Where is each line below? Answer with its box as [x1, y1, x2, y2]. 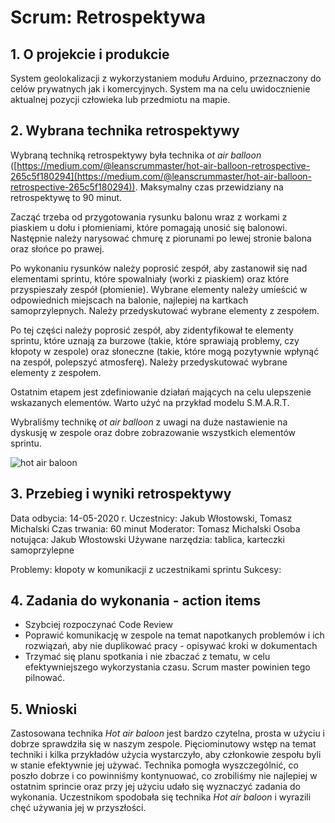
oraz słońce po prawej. [10, 242, 105, 255]
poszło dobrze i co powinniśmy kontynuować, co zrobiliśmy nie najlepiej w [10, 770, 318, 782]
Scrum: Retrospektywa [10, 6, 207, 29]
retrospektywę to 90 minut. [10, 191, 123, 203]
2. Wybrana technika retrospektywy [10, 122, 240, 140]
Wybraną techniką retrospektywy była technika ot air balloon [10, 149, 262, 161]
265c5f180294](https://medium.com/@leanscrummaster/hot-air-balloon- [10, 170, 313, 182]
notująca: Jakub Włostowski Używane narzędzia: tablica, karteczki [10, 533, 285, 545]
